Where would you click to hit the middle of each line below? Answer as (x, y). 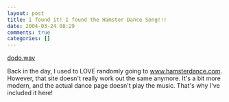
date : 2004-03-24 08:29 (41, 26)
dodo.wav (21, 58)
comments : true (29, 32)
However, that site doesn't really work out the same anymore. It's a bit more (114, 78)
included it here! (30, 93)
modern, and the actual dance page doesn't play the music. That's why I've (114, 86)
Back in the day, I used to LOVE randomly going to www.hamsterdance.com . (115, 71)
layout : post (26, 13)
